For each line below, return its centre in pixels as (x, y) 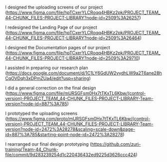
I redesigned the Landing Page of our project (51, 27)
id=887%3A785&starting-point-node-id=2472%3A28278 (64, 134)
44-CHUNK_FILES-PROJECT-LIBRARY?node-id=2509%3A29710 (72, 58)
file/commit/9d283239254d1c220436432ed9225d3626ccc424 (71, 155)
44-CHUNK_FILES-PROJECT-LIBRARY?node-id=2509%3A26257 (72, 18)
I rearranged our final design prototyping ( (48, 144)
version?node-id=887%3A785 (36, 104)
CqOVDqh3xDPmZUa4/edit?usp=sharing (47, 78)
